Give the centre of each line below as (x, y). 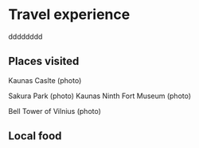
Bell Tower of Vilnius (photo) (55, 111)
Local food (35, 136)
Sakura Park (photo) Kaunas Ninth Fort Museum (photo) (100, 96)
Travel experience (69, 15)
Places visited (44, 61)
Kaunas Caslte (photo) (45, 80)
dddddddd (25, 36)
